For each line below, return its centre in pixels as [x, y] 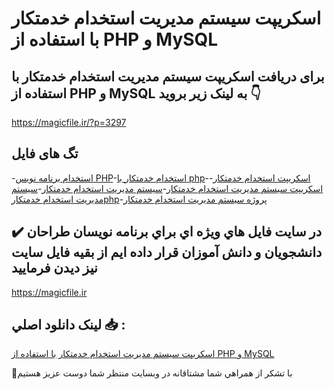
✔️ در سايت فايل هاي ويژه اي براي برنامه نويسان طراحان [167, 232]
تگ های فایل [45, 153]
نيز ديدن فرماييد [54, 268]
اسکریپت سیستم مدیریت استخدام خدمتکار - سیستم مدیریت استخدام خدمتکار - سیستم [167, 188]
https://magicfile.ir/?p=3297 [69, 122]
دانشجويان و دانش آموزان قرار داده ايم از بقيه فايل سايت [167, 252]
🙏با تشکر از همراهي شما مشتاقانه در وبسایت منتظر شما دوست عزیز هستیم [152, 373]
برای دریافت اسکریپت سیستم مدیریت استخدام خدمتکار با [168, 76]
